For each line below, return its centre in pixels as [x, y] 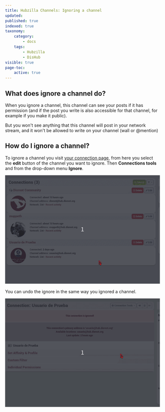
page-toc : [15, 68]
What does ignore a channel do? [55, 93]
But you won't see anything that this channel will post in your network [75, 125]
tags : [20, 47]
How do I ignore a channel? [47, 146]
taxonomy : [15, 31]
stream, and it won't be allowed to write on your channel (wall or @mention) [82, 130]
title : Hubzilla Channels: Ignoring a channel [54, 10]
